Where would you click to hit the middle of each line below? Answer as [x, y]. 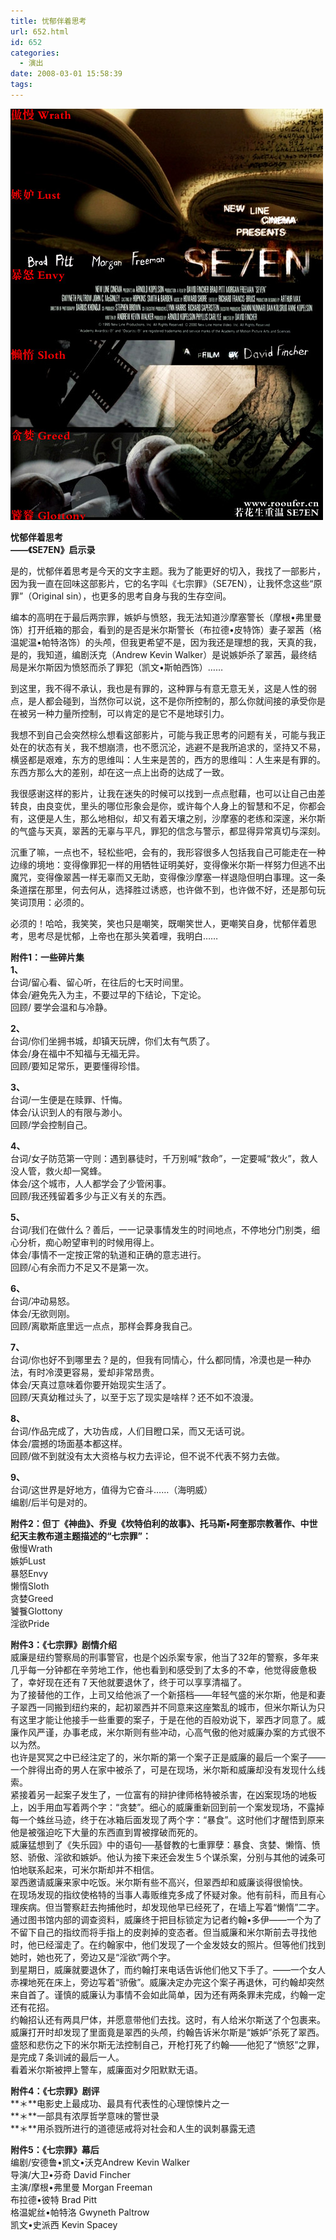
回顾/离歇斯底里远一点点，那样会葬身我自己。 [104, 1326]
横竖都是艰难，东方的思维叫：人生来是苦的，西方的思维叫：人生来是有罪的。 [168, 759]
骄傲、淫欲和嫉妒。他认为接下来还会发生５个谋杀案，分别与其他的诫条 [172, 1857]
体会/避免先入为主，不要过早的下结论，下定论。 [108, 994]
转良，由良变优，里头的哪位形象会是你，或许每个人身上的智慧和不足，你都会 [168, 806]
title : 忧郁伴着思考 [48, 21]
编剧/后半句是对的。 [51, 1502]
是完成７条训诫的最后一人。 [67, 2057]
